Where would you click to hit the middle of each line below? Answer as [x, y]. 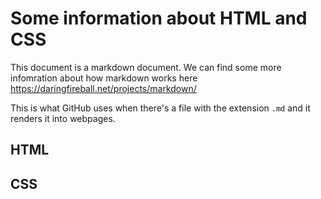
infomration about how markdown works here [104, 78]
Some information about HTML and [159, 18]
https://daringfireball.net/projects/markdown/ [103, 88]
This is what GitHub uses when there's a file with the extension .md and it [160, 108]
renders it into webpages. [63, 118]
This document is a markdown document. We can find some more [146, 67]
